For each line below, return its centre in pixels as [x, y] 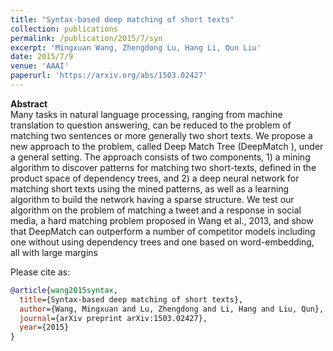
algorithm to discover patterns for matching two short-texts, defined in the [163, 167]
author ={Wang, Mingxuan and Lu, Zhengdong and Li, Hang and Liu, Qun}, [172, 309]
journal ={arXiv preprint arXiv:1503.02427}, [113, 318]
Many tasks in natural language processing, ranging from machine [146, 114]
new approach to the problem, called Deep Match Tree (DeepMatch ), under [167, 146]
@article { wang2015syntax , [64, 290]
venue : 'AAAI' [40, 66]
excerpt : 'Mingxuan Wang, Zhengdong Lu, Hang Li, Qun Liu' [136, 47]
